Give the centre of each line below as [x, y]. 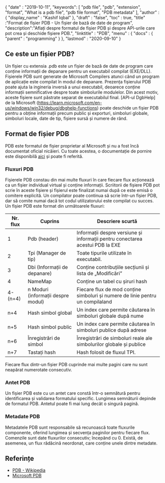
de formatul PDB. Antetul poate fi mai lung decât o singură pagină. [72, 404]
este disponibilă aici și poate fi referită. [44, 156]
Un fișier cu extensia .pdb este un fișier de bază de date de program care [79, 66]
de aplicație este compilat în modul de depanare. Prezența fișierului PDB [78, 81]
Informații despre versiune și [110, 232]
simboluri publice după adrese [112, 330]
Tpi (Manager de [47, 253]
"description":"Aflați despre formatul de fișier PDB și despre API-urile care [80, 28]
